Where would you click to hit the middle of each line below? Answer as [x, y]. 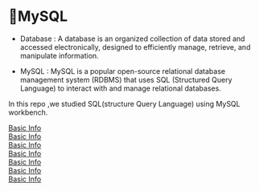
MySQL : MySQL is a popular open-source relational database [123, 71]
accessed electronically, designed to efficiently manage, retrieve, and [135, 47]
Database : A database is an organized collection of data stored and [132, 39]
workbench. [28, 112]
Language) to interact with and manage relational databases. [120, 88]
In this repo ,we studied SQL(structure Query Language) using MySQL [124, 104]
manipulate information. [59, 55]
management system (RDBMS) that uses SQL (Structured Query [126, 79]
